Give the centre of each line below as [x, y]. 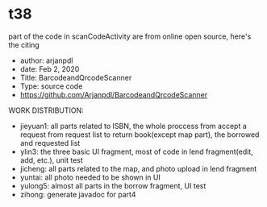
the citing [24, 44]
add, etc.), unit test [51, 160]
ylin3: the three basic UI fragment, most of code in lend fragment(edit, [137, 151]
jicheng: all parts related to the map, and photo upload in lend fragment [138, 168]
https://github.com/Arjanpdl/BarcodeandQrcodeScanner [114, 94]
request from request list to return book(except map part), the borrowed [140, 135]
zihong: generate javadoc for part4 [78, 194]
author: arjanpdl [46, 60]
